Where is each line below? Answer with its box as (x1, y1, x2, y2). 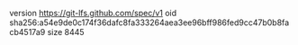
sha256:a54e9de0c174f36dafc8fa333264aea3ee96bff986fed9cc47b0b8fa (9, 17, 290, 28)
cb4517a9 (9, 27, 46, 37)
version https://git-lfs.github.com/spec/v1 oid (9, 8, 177, 18)
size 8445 (47, 27, 85, 37)
